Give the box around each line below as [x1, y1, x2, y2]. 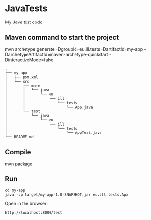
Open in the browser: [5, 201, 48, 207]
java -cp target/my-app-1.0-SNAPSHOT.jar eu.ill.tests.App [5, 192, 128, 197]
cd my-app [5, 188, 25, 193]
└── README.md [5, 134, 34, 139]
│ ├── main [5, 83, 41, 88]
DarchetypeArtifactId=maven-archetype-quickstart [5, 51, 109, 57]
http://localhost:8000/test [5, 210, 63, 215]
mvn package [5, 161, 33, 167]
